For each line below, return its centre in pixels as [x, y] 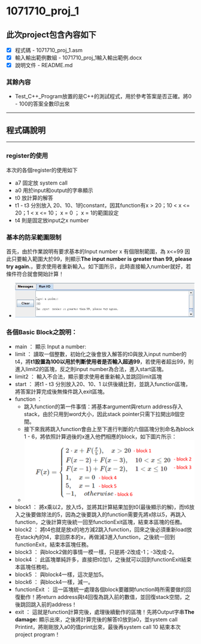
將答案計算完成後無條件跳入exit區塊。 [61, 392]
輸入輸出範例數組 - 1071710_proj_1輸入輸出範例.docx [78, 58]
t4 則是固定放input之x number [52, 220]
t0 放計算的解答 [34, 198]
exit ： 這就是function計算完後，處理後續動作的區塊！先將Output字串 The [104, 612]
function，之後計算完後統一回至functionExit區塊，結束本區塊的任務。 [100, 522]
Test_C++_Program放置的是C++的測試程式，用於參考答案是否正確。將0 [103, 97]
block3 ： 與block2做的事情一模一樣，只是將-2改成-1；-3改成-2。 [96, 552]
